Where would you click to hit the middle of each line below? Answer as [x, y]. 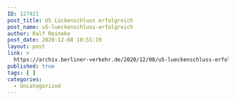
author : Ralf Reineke [39, 33]
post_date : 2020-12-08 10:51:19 [54, 40]
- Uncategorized [37, 86]
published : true [31, 66]
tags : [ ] [22, 73]
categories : [25, 79]
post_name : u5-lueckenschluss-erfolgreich [70, 27]
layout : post [26, 46]
